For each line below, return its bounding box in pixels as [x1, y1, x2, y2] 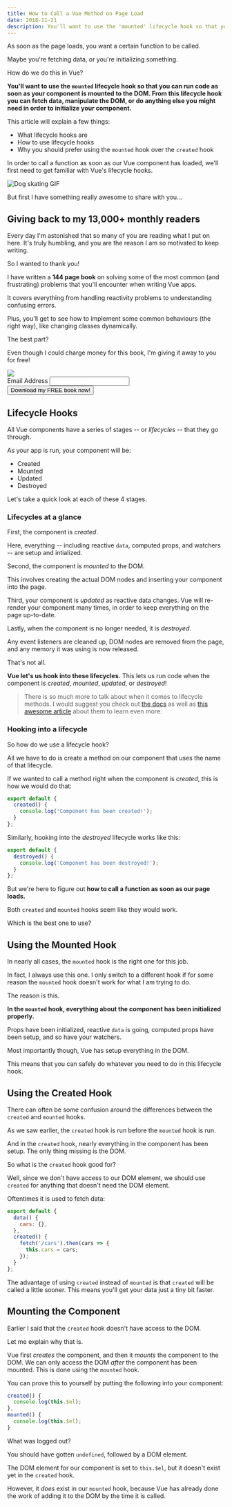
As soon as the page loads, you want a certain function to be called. [7, 42, 201, 50]
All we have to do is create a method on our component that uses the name [7, 753, 221, 762]
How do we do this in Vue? [7, 68, 84, 77]
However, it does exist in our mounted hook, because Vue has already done [7, 1484, 219, 1492]
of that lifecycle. [7, 761, 53, 769]
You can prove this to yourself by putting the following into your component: [7, 1378, 224, 1387]
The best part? [7, 335, 49, 344]
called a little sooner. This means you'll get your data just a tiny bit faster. [7, 1285, 215, 1293]
